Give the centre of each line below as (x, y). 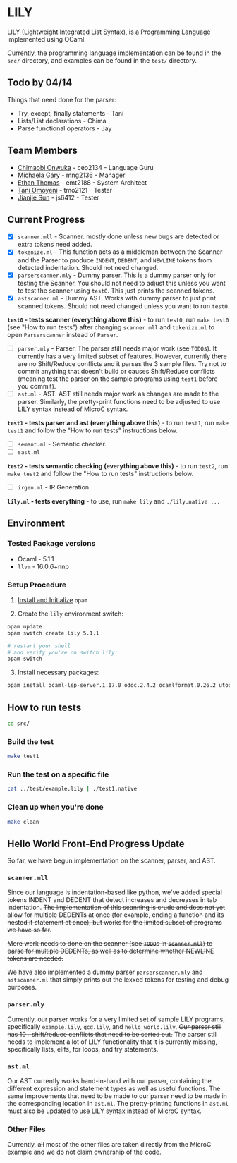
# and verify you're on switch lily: (63, 652)
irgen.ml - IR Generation (53, 487)
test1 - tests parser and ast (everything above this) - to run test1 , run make (118, 422)
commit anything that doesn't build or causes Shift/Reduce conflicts (116, 371)
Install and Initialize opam (53, 599)
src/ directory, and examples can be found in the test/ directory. (102, 60)
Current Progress (46, 219)
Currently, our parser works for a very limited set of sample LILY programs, (116, 1019)
